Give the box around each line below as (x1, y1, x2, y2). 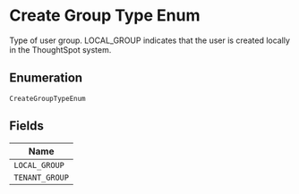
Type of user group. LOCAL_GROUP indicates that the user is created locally (9, 35, 291, 46)
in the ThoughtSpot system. (9, 44, 112, 55)
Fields (9, 118, 45, 134)
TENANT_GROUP (13, 172, 70, 182)
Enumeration (9, 71, 83, 86)
